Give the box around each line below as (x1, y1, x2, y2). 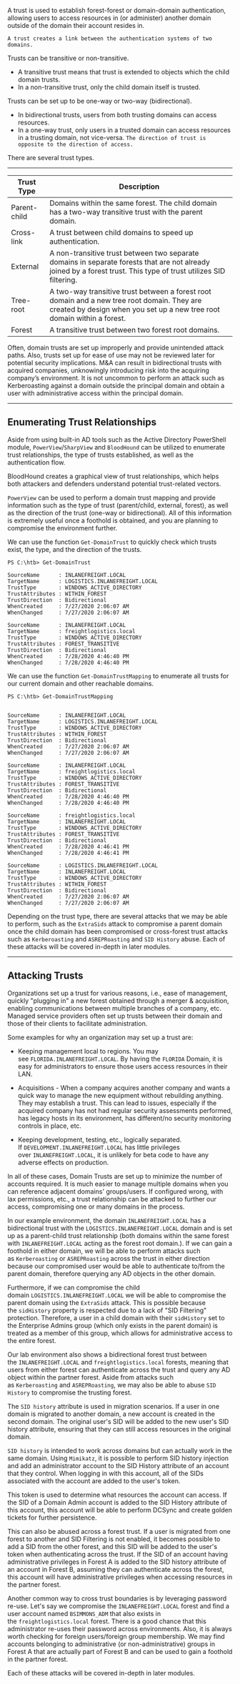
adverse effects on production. (17, 1158, 109, 1167)
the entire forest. (7, 1336, 56, 1344)
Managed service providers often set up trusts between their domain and (7, 1011, 223, 1020)
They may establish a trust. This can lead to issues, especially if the (17, 1099, 217, 1107)
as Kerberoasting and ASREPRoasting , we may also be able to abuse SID (7, 1380, 216, 1389)
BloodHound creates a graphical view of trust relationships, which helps (7, 472, 219, 480)
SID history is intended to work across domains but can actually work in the (7, 1446, 232, 1455)
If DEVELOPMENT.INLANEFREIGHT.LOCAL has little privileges (17, 1143, 180, 1151)
